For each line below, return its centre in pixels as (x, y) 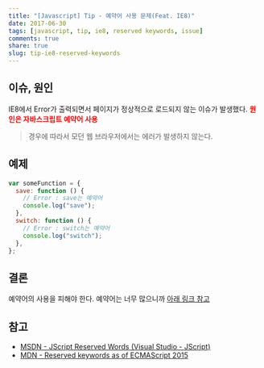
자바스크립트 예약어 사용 (60, 119)
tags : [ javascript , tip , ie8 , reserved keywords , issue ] (106, 31)
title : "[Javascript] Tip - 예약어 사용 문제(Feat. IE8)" (102, 16)
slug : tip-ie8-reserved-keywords (64, 53)
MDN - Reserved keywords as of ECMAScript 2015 (104, 355)
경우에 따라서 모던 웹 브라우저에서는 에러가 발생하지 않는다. (120, 136)
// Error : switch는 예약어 (66, 228)
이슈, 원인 (31, 88)
